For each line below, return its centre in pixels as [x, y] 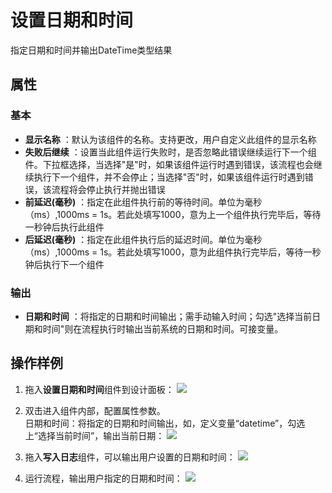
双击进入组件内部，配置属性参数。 [95, 410]
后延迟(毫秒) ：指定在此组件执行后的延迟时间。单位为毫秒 [143, 239]
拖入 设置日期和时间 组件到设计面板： [99, 389]
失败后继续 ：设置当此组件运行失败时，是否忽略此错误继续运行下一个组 [170, 152]
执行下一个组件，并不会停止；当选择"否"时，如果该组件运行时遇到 [169, 177]
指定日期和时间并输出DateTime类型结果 [91, 50]
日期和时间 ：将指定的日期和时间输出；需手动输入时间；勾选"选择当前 [168, 316]
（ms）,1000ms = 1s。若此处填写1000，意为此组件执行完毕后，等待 [164, 252]
